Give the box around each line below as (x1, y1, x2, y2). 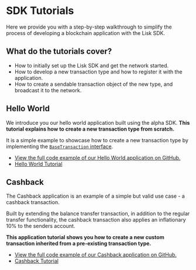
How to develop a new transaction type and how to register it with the (14, 68, 183, 75)
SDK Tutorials (6, 4, 74, 17)
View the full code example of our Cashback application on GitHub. (14, 251, 177, 258)
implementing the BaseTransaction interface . (6, 143, 114, 150)
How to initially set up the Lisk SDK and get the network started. (14, 62, 169, 69)
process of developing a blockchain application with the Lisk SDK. (6, 29, 166, 36)
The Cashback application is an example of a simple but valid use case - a (6, 192, 185, 199)
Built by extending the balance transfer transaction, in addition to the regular (6, 210, 190, 217)
